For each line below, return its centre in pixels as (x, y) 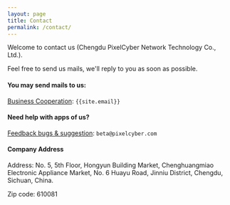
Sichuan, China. (31, 180)
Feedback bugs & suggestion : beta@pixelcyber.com (82, 133)
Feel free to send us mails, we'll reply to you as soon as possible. (103, 69)
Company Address (36, 149)
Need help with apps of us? (49, 117)
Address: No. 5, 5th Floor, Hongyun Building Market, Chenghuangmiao (111, 165)
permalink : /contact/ (40, 27)
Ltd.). (15, 55)
